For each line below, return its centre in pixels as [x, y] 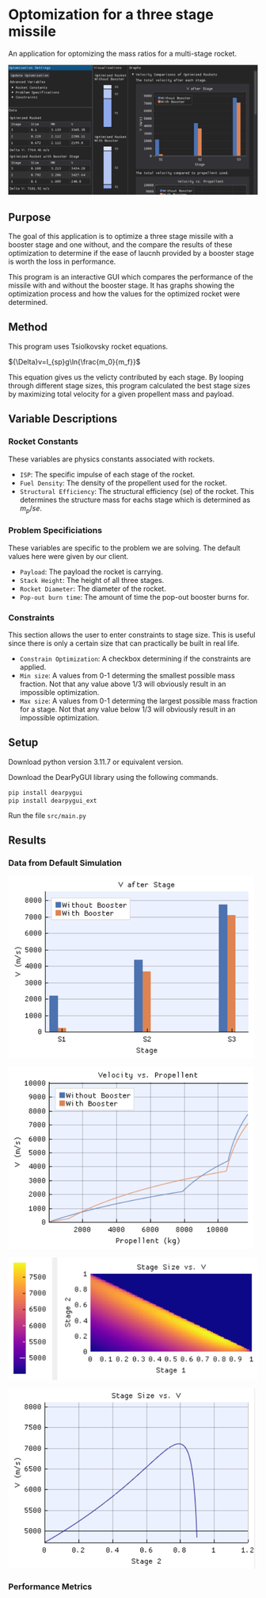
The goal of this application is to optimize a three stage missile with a [121, 237]
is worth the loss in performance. [62, 262]
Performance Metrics [50, 1587]
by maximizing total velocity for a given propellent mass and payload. [121, 394]
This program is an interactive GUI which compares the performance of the [131, 277]
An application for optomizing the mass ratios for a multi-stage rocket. [123, 53]
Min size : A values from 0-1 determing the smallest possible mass [127, 675]
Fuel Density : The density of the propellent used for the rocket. [123, 483]
